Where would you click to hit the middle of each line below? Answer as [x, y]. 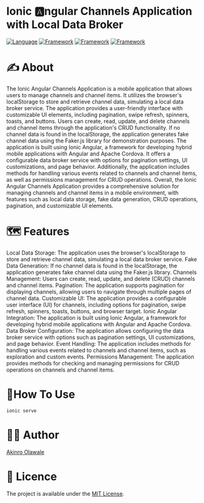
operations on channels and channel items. [60, 370]
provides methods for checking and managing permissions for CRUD [93, 363]
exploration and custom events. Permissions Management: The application [100, 357]
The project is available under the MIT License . [65, 493]
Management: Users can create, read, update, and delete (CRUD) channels [101, 278]
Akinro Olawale [25, 452]
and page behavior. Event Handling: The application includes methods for [99, 343]
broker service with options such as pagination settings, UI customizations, [101, 337]
